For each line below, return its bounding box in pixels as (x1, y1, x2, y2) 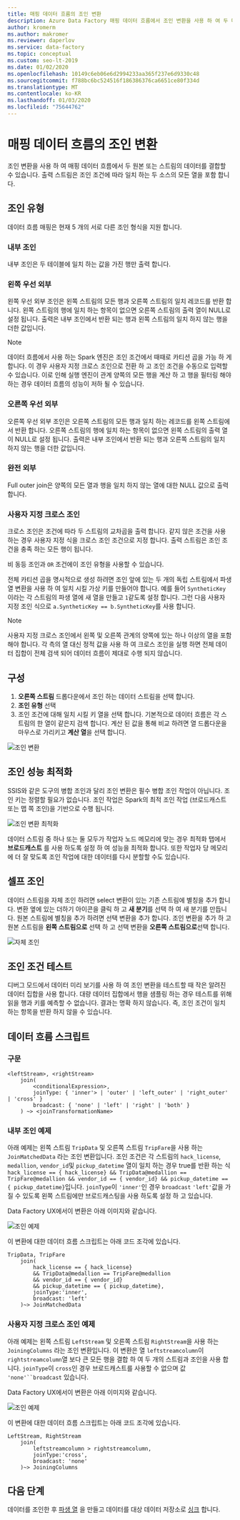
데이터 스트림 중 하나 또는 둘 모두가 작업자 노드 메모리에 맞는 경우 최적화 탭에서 (7, 834, 226, 843)
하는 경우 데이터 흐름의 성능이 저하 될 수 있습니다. (7, 379, 145, 388)
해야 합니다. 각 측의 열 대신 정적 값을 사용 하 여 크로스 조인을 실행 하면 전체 (7, 640, 214, 649)
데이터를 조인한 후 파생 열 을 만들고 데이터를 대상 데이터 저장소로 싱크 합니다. (7, 1505, 221, 1514)
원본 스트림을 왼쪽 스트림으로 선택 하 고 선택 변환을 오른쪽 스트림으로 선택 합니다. (7, 923, 230, 931)
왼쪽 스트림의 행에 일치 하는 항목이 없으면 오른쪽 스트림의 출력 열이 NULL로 (22, 306, 231, 314)
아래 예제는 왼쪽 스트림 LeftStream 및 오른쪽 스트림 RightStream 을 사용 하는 (7, 1337, 219, 1346)
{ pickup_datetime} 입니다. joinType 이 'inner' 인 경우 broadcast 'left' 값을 (7, 1183, 224, 1191)
